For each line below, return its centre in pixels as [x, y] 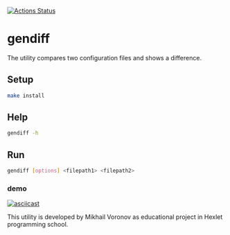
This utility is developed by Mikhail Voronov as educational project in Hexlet [115, 217]
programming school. [38, 225]
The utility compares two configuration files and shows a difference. [105, 58]
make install [26, 96]
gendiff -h [23, 133]
